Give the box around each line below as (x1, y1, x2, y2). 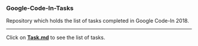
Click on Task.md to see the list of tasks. (6, 34, 105, 41)
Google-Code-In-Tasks (6, 4, 74, 12)
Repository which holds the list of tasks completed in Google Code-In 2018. (6, 17, 190, 24)
